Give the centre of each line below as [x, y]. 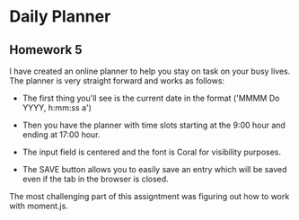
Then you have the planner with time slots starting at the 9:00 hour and [154, 125]
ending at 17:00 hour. [61, 135]
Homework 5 [46, 50]
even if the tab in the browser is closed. [95, 179]
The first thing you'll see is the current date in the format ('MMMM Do [151, 98]
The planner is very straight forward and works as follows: [117, 81]
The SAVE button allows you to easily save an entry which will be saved [154, 169]
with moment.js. [39, 206]
